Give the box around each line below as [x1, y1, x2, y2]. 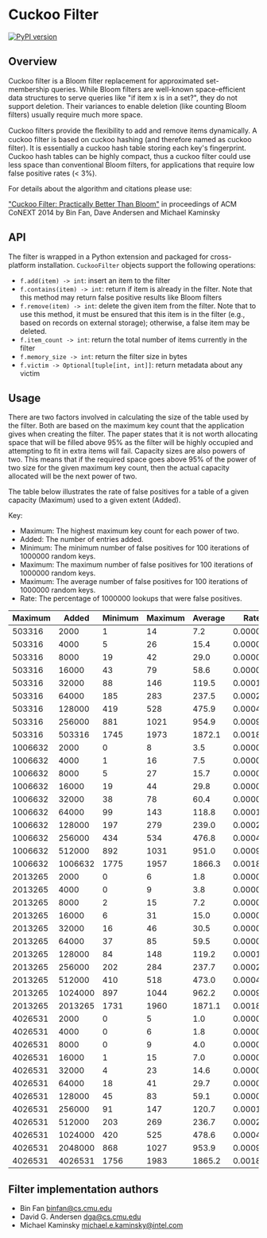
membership [8, 84, 50, 94]
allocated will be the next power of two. [8, 471, 137, 482]
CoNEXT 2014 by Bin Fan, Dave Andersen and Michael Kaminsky [8, 207, 221, 217]
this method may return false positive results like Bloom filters [19, 292, 222, 302]
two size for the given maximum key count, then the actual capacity [8, 463, 230, 473]
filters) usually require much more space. [8, 110, 143, 119]
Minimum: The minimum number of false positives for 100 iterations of [19, 543, 250, 553]
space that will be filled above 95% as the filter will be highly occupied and [8, 438, 253, 447]
